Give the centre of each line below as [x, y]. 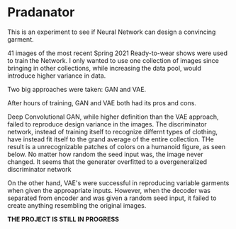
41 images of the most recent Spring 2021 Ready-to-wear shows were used [118, 53]
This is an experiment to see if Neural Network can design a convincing [112, 32]
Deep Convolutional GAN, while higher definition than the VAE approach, [113, 117]
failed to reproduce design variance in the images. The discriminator [107, 124]
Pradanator [41, 12]
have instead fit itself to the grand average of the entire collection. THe [111, 139]
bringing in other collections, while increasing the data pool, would [105, 68]
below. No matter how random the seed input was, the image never [105, 154]
